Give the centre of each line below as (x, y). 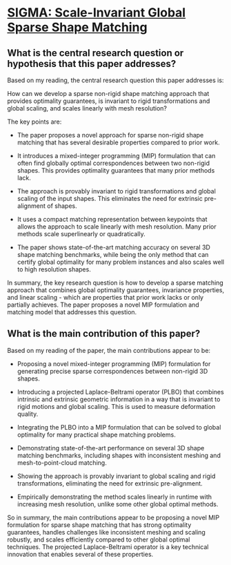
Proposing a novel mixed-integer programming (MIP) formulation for (114, 363)
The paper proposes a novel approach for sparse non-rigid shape (110, 135)
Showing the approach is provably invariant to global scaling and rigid (116, 476)
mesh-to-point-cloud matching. (62, 462)
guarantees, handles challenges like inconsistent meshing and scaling (106, 532)
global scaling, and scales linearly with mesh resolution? (87, 108)
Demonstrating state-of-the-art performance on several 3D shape (111, 448)
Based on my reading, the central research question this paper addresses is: (115, 80)
